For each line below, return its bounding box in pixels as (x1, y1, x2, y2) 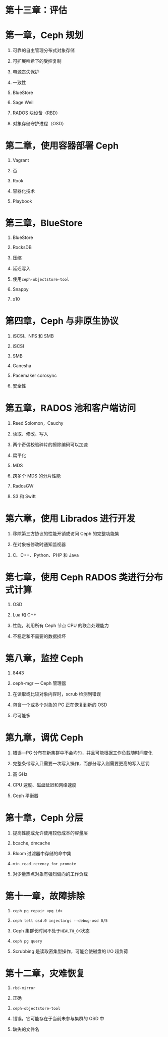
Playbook (12, 198, 32, 205)
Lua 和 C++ (12, 612, 37, 618)
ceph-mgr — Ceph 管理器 (12, 680, 67, 686)
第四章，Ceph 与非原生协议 (5, 315, 119, 327)
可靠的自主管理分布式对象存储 (12, 47, 75, 54)
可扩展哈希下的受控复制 (12, 58, 62, 64)
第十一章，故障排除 (5, 890, 85, 902)
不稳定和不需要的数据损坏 (12, 633, 66, 639)
